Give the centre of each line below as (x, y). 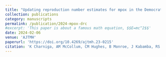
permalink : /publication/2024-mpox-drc (46, 24)
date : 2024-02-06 (23, 33)
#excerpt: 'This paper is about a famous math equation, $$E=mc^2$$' (78, 28)
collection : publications (32, 14)
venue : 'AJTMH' (21, 38)
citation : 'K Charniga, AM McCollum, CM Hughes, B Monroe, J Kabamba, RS (83, 47)
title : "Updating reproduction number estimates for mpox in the (74, 10)
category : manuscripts (28, 19)
